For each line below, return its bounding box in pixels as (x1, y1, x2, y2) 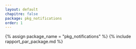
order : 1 (5, 20, 23, 25)
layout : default (5, 7, 38, 12)
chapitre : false (5, 12, 38, 16)
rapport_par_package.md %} (5, 39, 63, 45)
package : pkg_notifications (5, 16, 62, 21)
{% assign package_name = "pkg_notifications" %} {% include (5, 34, 131, 39)
